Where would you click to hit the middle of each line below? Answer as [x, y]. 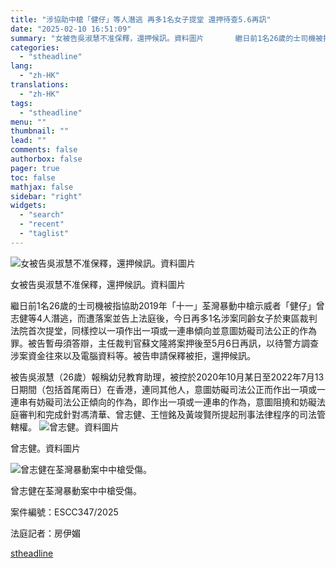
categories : [35, 47]
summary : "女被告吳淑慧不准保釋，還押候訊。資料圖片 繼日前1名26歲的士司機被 [166, 38]
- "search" [42, 215]
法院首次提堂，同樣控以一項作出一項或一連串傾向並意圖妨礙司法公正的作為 [163, 330]
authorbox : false [46, 159]
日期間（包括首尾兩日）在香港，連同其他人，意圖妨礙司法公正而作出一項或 [163, 389]
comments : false [44, 150]
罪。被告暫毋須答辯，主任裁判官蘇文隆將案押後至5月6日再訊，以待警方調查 [164, 343]
